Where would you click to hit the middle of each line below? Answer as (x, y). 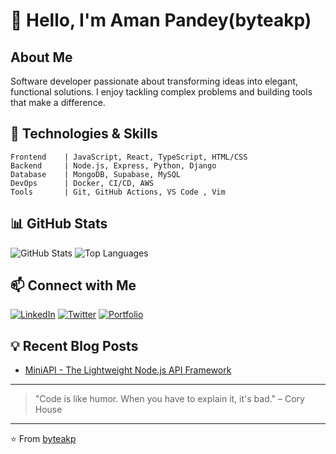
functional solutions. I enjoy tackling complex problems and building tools (161, 92)
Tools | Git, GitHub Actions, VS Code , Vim (118, 192)
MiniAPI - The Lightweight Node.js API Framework (128, 370)
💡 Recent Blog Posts (74, 345)
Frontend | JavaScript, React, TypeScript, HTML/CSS (129, 157)
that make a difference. (58, 102)
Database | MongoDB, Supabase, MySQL (96, 174)
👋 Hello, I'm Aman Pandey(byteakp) (161, 20)
